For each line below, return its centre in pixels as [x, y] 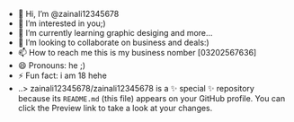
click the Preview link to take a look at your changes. [115, 108]
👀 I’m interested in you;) [62, 23]
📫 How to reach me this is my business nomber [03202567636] [137, 52]
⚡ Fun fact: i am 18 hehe [62, 75]
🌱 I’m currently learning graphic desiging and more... [115, 33]
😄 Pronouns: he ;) [51, 65]
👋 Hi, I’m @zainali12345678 [68, 14]
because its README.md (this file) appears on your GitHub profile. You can [151, 98]
